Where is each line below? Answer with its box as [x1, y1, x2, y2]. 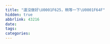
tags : [5, 26, 17, 31]
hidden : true [5, 12, 33, 17]
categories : [5, 31, 30, 36]
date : [5, 21, 17, 27]
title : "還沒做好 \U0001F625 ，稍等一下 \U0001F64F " [5, 7, 105, 13]
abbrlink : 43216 [5, 17, 40, 22]
